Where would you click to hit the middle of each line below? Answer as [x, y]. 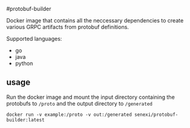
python [24, 63]
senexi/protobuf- [156, 115]
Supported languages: [34, 39]
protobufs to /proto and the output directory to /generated [79, 103]
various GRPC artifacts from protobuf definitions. [68, 27]
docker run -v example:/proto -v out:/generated [69, 115]
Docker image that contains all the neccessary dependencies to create [95, 20]
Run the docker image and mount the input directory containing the [91, 97]
